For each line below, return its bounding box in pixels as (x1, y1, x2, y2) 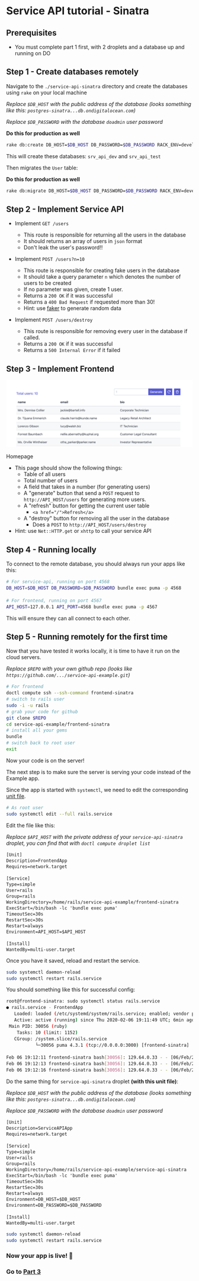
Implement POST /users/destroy (14, 316, 93, 324)
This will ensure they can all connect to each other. (6, 615, 130, 622)
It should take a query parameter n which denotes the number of (23, 273, 181, 280)
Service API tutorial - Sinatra (6, 4, 149, 18)
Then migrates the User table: (6, 164, 78, 171)
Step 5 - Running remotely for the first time (6, 631, 168, 641)
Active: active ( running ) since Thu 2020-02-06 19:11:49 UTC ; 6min (14, 1017, 184, 1023)
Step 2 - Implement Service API (6, 204, 124, 214)
